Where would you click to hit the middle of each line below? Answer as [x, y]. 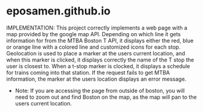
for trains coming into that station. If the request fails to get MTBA [88, 72]
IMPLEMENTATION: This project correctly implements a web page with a [97, 28]
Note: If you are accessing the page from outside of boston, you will [100, 90]
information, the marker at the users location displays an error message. [96, 79]
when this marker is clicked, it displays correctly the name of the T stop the [100, 60]
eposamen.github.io [58, 11]
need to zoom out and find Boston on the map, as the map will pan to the [106, 97]
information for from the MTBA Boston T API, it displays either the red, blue [100, 40]
